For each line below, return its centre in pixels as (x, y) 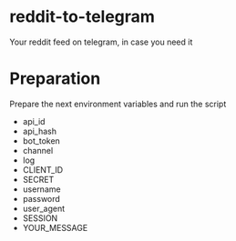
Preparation (55, 79)
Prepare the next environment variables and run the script (118, 104)
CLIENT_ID (43, 169)
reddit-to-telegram (82, 17)
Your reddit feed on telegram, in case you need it (101, 42)
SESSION (40, 218)
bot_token (41, 141)
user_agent (44, 208)
